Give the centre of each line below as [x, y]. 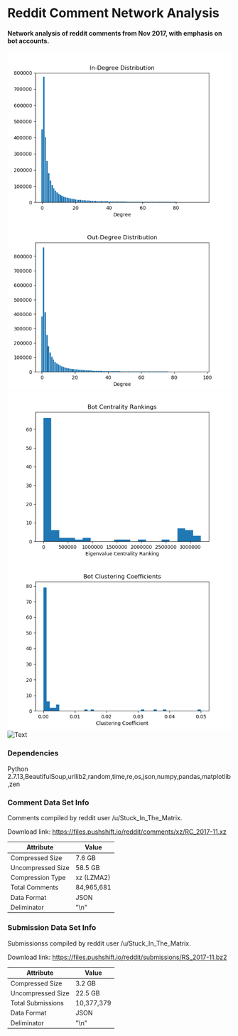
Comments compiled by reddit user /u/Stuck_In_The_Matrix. [95, 817]
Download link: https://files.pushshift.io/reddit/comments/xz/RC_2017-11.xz [117, 832]
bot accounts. [28, 41]
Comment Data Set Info [48, 802]
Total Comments [34, 887]
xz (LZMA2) [93, 878]
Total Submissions [37, 1003]
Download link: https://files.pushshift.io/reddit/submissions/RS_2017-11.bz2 [117, 957]
